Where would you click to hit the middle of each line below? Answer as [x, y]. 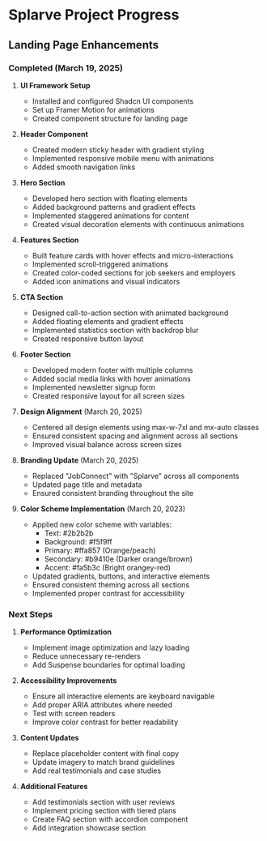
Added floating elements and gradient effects [108, 321]
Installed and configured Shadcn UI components [113, 101]
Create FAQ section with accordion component [110, 819]
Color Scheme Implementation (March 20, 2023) [103, 509]
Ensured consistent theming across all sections [111, 584]
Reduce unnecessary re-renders [87, 656]
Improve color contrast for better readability [105, 722]
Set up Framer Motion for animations [93, 109]
